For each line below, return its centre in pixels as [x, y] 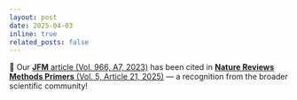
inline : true [33, 34]
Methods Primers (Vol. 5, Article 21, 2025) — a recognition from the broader [148, 77]
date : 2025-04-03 [41, 26]
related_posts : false [49, 42]
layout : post [33, 17]
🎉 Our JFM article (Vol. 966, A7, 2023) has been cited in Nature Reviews [142, 67]
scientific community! [49, 86]
